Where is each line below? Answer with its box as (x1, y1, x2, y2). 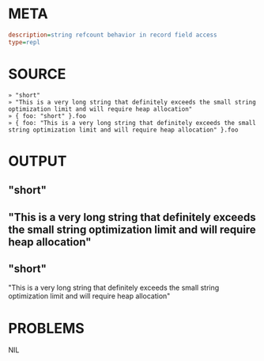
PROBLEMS (8, 319, 85, 337)
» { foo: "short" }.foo (8, 112, 87, 120)
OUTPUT (8, 152, 67, 170)
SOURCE (8, 65, 66, 83)
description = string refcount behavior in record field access (8, 31, 217, 39)
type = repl (8, 38, 41, 46)
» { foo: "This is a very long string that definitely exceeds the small (8, 119, 257, 127)
